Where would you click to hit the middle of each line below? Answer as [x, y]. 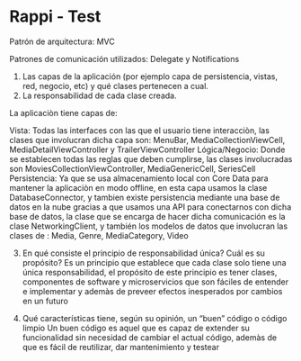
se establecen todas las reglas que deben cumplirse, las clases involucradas [151, 158]
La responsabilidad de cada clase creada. [99, 95]
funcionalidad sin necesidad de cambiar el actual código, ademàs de [149, 337]
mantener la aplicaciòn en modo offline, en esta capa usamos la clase [138, 187]
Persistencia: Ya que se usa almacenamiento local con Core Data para [139, 178]
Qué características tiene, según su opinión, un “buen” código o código [155, 318]
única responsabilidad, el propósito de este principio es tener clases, [150, 272]
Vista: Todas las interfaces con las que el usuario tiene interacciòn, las [139, 130]
